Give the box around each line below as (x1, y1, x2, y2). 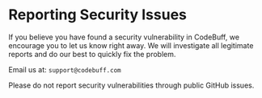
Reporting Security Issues (8, 6, 188, 24)
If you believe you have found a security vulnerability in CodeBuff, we (8, 32, 240, 42)
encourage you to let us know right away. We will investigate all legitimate (8, 40, 254, 50)
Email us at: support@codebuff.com (8, 64, 121, 74)
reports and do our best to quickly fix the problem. (8, 49, 176, 59)
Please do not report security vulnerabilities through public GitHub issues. (8, 80, 255, 90)
